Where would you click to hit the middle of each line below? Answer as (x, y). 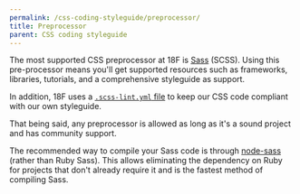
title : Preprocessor (48, 26)
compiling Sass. (39, 180)
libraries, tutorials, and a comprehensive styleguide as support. (127, 79)
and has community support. (63, 134)
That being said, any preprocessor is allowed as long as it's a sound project (150, 124)
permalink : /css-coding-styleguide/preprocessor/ (105, 18)
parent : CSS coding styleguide (68, 34)
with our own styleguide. (56, 106)
